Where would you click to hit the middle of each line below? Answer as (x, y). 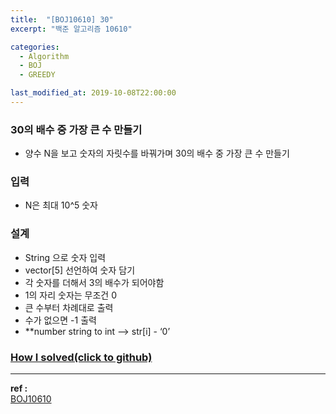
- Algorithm (44, 56)
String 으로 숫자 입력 (65, 257)
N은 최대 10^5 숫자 (61, 205)
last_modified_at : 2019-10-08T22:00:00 (93, 93)
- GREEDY (37, 75)
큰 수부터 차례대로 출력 (69, 307)
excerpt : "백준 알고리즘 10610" (71, 29)
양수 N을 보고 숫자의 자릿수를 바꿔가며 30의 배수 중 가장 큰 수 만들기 (157, 153)
